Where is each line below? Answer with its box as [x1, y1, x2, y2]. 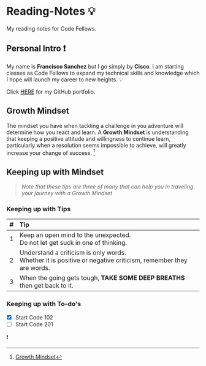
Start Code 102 [15, 313, 53, 321]
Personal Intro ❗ [6, 43, 66, 54]
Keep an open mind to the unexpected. [19, 231, 131, 239]
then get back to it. [19, 282, 74, 290]
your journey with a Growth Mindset [21, 190, 112, 197]
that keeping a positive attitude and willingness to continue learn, [6, 135, 170, 142]
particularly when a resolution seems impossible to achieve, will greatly [6, 141, 186, 149]
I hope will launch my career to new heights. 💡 [6, 75, 123, 83]
